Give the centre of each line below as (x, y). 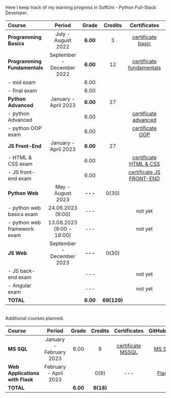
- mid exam (22, 82)
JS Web (17, 253)
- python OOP (25, 128)
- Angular (20, 286)
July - (63, 34)
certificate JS (145, 172)
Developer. (17, 13)
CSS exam (20, 164)
